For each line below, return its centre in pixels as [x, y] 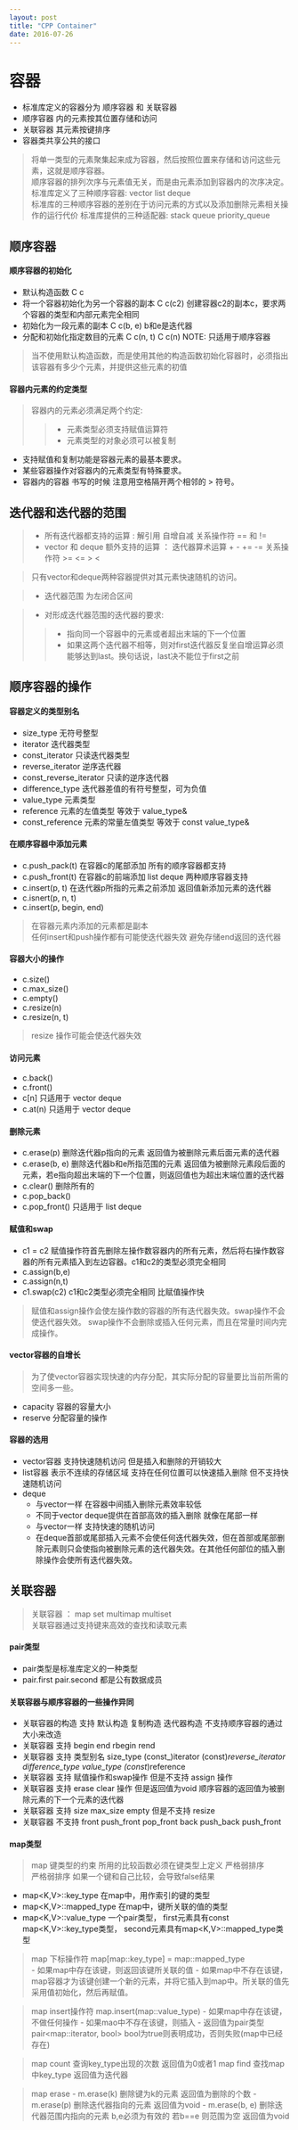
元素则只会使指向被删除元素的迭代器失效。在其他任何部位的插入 [160, 1549]
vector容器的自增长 [45, 1355]
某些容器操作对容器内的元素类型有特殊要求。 [104, 471]
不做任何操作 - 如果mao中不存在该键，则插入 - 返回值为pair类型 [148, 2023]
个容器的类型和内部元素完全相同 [81, 314]
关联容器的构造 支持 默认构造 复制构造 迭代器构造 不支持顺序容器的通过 [152, 1723]
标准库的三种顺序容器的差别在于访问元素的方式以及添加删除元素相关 [156, 204]
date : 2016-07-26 [41, 34]
